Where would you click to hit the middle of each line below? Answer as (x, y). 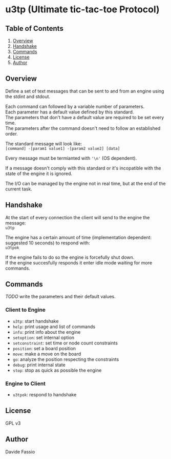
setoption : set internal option (44, 337)
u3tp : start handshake (36, 321)
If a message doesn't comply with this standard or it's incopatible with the (83, 168)
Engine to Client (26, 384)
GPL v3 (13, 423)
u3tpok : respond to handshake (45, 395)
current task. (19, 189)
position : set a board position (44, 348)
